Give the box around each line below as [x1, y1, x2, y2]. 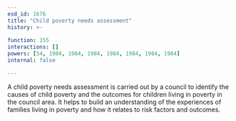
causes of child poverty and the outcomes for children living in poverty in [7, 90, 222, 98]
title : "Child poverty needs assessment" [7, 17, 133, 24]
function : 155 [7, 37, 50, 44]
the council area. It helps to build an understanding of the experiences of [7, 98, 222, 106]
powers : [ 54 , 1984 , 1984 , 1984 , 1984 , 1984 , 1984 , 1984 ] [7, 51, 180, 58]
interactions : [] [7, 43, 59, 51]
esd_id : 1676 [7, 10, 46, 18]
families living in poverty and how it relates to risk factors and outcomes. [7, 105, 221, 114]
